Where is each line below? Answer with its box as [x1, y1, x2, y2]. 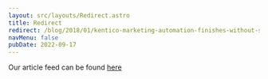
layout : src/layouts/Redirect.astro [8, 11, 130, 20]
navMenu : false [8, 33, 59, 42]
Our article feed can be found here [8, 62, 122, 72]
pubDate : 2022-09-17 [8, 41, 77, 49]
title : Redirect [8, 19, 62, 27]
